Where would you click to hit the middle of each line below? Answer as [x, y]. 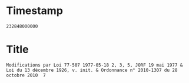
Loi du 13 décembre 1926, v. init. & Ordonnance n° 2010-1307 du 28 [92, 70]
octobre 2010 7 [26, 75]
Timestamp [35, 11]
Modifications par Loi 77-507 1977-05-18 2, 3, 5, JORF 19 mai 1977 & [94, 65]
